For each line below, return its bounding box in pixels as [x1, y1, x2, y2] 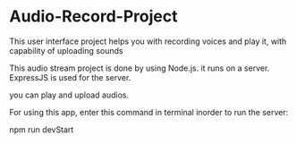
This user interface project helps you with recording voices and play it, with [9, 36, 287, 47]
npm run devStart [9, 123, 74, 135]
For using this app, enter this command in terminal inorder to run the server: [9, 106, 289, 117]
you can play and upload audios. [9, 89, 130, 100]
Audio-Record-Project [9, 6, 178, 27]
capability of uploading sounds [9, 45, 123, 55]
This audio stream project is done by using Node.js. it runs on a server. [9, 63, 270, 73]
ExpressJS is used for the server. [9, 72, 132, 82]
